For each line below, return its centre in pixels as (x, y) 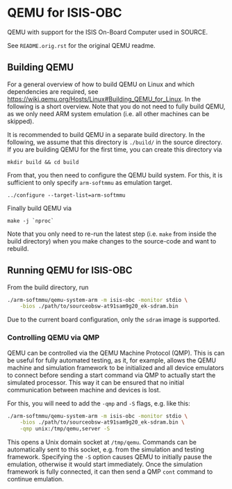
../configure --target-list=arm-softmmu (67, 195)
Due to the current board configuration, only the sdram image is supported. (114, 320)
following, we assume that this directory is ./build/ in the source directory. (115, 142)
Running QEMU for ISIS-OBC (70, 270)
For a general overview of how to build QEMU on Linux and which (101, 84)
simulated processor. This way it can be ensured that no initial (96, 382)
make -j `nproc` (31, 221)
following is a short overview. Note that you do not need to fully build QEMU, (116, 106)
